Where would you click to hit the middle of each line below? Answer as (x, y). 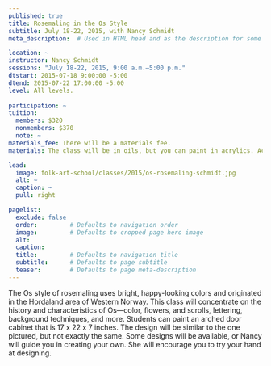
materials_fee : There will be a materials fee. (90, 143)
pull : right (36, 196)
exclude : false (41, 217)
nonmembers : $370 (45, 128)
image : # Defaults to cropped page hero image (110, 232)
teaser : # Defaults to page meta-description (106, 270)
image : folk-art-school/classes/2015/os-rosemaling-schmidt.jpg (126, 173)
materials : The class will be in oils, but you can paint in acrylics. (131, 150)
